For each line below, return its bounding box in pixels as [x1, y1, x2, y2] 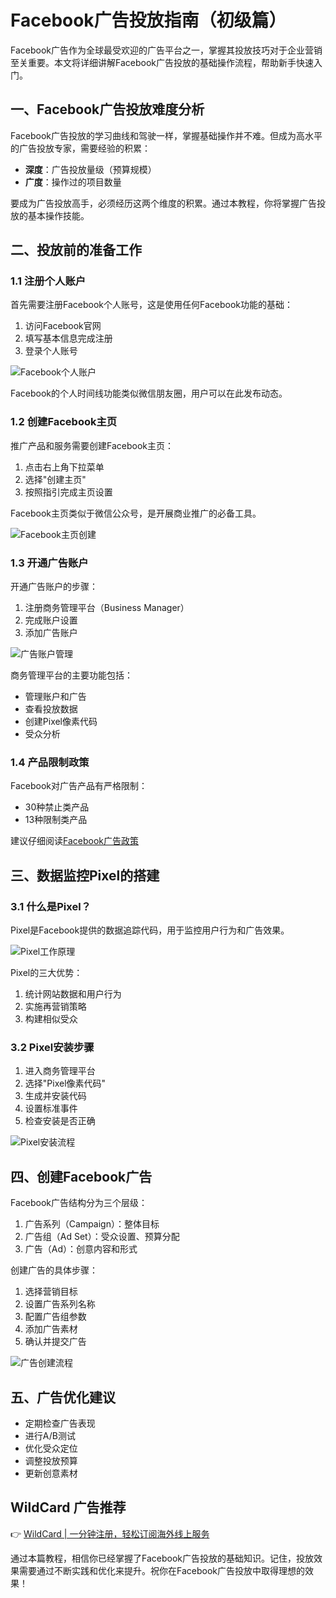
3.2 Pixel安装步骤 [10, 1040, 95, 1054]
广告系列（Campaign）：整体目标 [24, 1218, 160, 1230]
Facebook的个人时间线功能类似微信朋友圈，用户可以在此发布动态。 [10, 387, 288, 400]
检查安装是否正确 [24, 1115, 96, 1127]
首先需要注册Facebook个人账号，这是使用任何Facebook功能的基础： [10, 299, 293, 311]
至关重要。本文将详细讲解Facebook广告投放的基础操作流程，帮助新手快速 [10, 56, 314, 68]
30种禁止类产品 [24, 801, 90, 813]
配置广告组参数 [24, 1311, 87, 1323]
